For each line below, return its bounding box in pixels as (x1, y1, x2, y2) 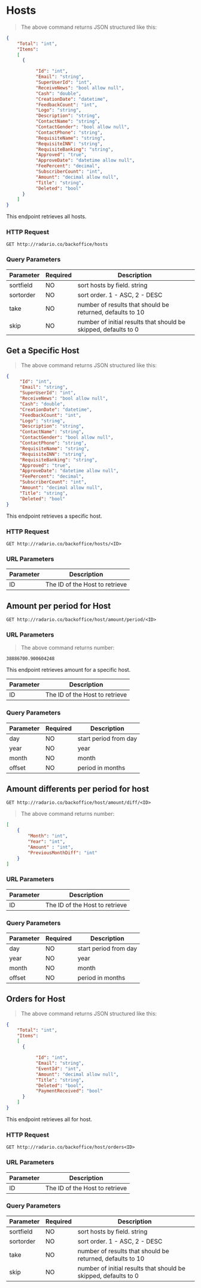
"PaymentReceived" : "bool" (35, 1088, 103, 1094)
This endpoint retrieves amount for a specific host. (6, 666, 131, 674)
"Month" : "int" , (28, 833, 68, 839)
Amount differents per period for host (6, 783, 150, 794)
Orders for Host (6, 994, 66, 1004)
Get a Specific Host (6, 346, 80, 356)
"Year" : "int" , (28, 839, 66, 845)
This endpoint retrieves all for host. (6, 1115, 93, 1122)
